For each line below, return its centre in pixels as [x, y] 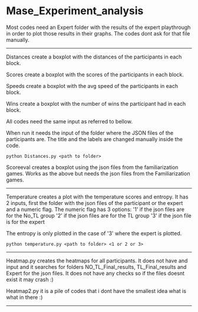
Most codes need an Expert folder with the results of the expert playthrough [98, 27]
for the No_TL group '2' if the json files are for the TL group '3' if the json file [99, 215]
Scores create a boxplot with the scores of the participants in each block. [95, 74]
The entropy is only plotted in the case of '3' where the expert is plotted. [94, 233]
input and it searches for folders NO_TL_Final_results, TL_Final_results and [96, 266]
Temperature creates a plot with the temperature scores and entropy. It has [97, 197]
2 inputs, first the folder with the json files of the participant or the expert [95, 203]
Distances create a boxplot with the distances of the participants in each [94, 57]
